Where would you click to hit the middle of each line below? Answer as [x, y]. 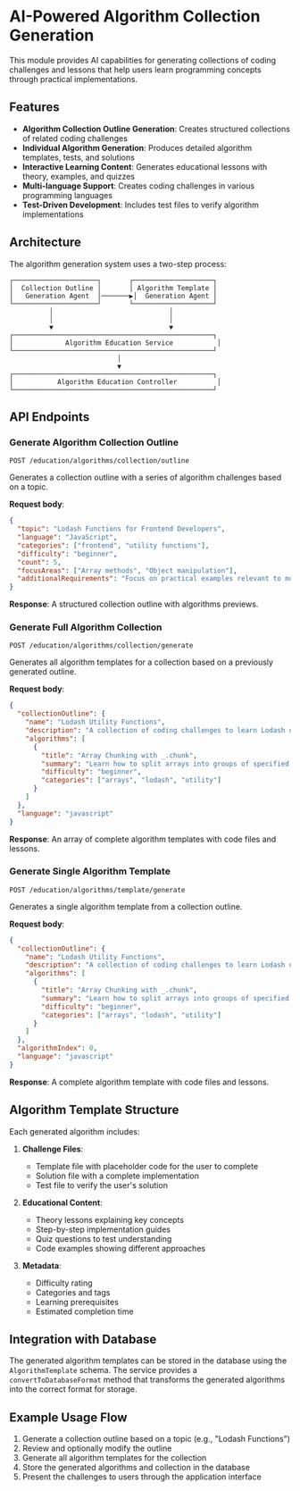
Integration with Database [83, 1340]
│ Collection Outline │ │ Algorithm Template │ [113, 288]
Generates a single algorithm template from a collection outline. [126, 906]
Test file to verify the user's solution [101, 1185]
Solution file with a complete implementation [117, 1176]
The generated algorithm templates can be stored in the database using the [148, 1361]
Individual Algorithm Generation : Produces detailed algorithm [137, 147]
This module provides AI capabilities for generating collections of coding [143, 60]
